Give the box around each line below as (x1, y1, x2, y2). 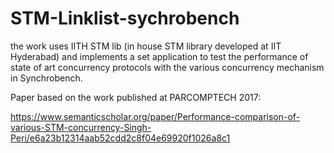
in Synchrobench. (10, 72, 83, 84)
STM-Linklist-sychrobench (10, 7, 240, 30)
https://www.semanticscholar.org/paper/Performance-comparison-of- (10, 110, 301, 122)
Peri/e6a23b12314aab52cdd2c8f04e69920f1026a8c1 (10, 132, 231, 144)
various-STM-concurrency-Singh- (10, 121, 152, 133)
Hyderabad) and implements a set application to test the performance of (10, 50, 309, 62)
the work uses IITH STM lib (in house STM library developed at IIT (10, 40, 282, 52)
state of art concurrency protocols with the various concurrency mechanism (10, 61, 325, 73)
